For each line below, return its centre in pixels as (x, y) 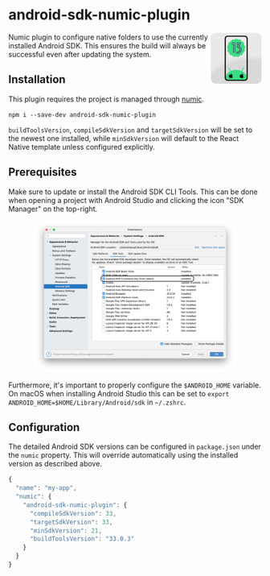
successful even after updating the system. (80, 54)
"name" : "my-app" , (47, 488)
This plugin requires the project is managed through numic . (106, 99)
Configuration (44, 427)
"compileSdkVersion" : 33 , (73, 513)
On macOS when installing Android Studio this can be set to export (119, 393)
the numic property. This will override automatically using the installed (123, 455)
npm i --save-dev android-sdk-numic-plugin (82, 114)
